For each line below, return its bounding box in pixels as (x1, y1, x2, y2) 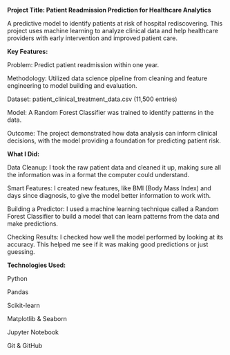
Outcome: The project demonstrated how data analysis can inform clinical (7, 129, 218, 137)
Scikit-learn (7, 301, 40, 309)
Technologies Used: (7, 261, 66, 269)
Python (7, 275, 28, 282)
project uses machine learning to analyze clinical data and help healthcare (7, 27, 219, 35)
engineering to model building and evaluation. (7, 82, 137, 89)
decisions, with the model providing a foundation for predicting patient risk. (7, 136, 221, 145)
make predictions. (7, 219, 59, 228)
